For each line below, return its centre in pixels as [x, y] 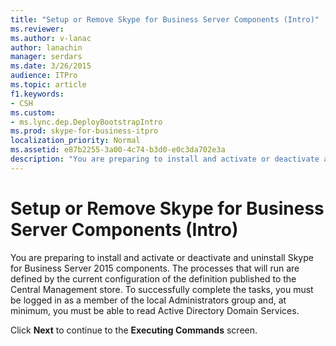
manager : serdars [46, 57]
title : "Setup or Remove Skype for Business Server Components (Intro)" [165, 19]
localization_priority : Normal [75, 141]
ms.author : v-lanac [51, 38]
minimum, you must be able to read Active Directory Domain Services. [155, 310]
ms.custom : [33, 112]
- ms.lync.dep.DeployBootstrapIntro [86, 122]
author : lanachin [46, 47]
